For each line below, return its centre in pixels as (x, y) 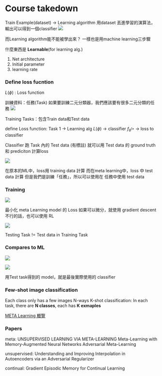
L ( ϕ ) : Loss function (25, 92)
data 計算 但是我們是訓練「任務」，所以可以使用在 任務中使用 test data (75, 177)
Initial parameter (28, 64)
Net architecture (28, 59)
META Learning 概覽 (25, 315)
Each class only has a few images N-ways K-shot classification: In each (76, 300)
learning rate (25, 69)
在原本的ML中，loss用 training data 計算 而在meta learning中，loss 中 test (79, 171)
